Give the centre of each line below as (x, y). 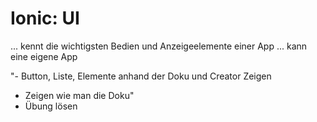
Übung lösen (51, 106)
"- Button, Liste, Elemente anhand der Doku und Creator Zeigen (141, 76)
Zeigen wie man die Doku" (79, 95)
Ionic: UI (45, 18)
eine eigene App (44, 56)
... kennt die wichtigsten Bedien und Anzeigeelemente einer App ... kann (159, 46)
